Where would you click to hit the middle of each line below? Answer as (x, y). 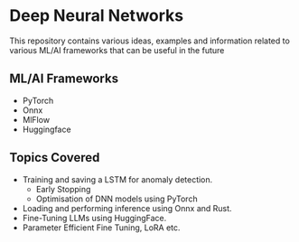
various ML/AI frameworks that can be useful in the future (117, 50)
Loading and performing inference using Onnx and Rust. (127, 208)
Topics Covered (55, 158)
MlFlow (36, 119)
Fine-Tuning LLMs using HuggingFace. (94, 218)
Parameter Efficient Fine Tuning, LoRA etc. (101, 228)
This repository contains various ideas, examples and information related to (150, 41)
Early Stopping (63, 189)
